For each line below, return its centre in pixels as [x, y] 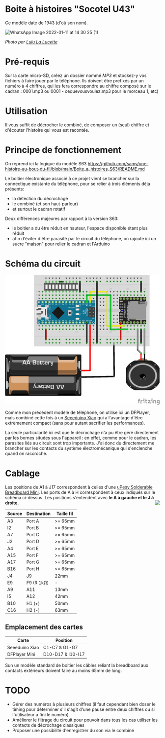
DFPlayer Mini [21, 654]
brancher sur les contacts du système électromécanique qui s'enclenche [79, 448]
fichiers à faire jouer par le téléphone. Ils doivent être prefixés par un [74, 80]
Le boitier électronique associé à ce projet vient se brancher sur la [72, 178]
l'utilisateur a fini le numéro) [40, 714]
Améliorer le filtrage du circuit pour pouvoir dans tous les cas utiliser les [85, 720]
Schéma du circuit [43, 264]
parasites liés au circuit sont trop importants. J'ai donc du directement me [80, 443]
